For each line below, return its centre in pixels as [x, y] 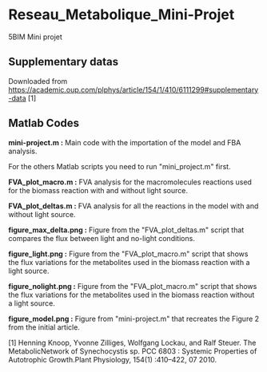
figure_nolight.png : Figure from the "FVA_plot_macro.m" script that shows [133, 286]
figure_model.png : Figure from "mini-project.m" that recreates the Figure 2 [134, 319]
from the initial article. [44, 327]
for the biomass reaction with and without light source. [98, 190]
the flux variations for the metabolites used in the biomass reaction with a [129, 262]
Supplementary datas [63, 62]
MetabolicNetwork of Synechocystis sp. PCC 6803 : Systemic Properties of [133, 351]
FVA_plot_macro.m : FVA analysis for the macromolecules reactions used [130, 182]
